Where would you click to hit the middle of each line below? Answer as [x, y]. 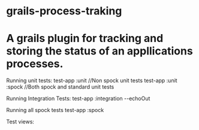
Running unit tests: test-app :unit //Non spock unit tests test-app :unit [92, 81]
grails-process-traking [64, 11]
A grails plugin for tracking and [85, 39]
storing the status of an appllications [99, 51]
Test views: [20, 122]
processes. [35, 64]
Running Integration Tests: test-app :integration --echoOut [78, 99]
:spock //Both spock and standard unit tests [60, 87]
